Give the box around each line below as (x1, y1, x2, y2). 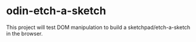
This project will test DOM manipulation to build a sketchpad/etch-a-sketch (6, 24, 191, 31)
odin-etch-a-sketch (6, 4, 106, 18)
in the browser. (6, 30, 43, 37)
